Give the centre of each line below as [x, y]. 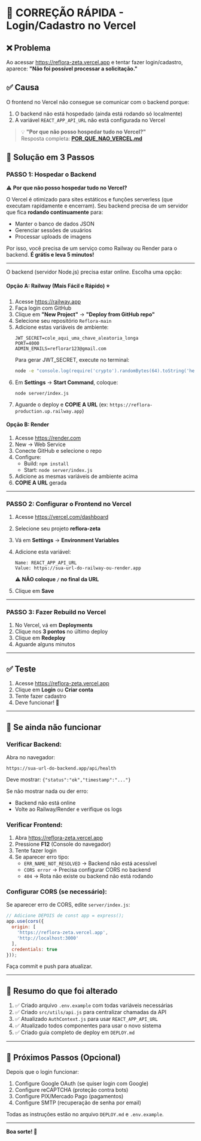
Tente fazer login [36, 851]
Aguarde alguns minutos [45, 644]
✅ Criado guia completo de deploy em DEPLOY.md [75, 1032]
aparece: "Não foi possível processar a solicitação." [72, 69]
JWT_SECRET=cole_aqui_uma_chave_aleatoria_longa [77, 338]
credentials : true [35, 949]
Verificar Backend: [34, 744]
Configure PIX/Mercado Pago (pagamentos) [69, 1097]
